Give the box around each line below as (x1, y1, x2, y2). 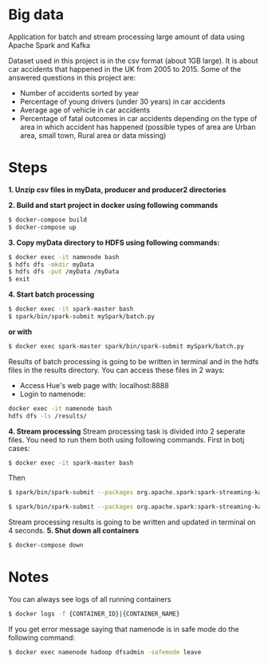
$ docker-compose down (8, 541, 84, 549)
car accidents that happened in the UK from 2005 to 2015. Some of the (8, 64, 242, 73)
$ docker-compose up (8, 223, 77, 231)
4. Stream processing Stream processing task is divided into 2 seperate (8, 426, 246, 436)
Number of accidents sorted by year (19, 88, 140, 97)
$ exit (8, 275, 30, 284)
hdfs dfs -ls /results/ (8, 412, 88, 420)
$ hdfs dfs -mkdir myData (8, 261, 94, 269)
